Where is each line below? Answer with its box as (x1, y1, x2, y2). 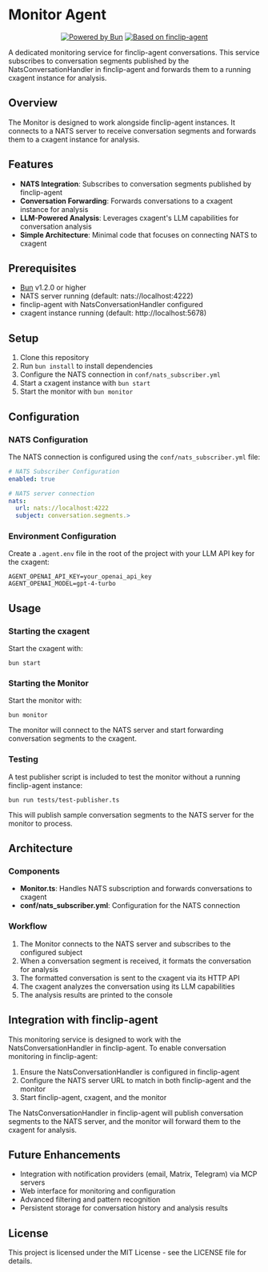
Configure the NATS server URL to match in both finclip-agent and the (19, 1075, 252, 1085)
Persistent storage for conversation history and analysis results (19, 1203, 228, 1213)
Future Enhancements (8, 1148, 122, 1162)
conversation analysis (19, 222, 92, 231)
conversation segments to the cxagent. (8, 734, 138, 743)
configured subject (19, 947, 82, 957)
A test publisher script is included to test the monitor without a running (8, 772, 241, 782)
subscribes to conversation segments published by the (8, 56, 190, 66)
